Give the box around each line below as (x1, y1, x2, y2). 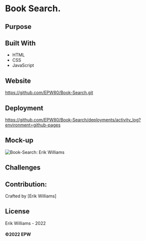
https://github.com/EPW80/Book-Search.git (5, 90, 94, 96)
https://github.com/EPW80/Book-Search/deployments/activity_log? (5, 117, 141, 123)
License (5, 207, 30, 216)
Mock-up (5, 136, 33, 145)
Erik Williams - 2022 (5, 220, 46, 226)
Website (5, 76, 31, 85)
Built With (5, 39, 36, 47)
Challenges (5, 164, 41, 172)
